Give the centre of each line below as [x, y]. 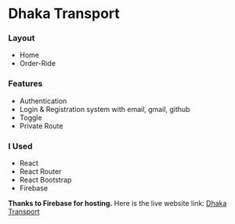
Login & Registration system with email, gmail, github [105, 109]
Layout [22, 38]
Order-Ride [38, 63]
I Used [20, 146]
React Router [40, 172]
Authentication [43, 101]
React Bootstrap [45, 180]
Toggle [31, 117]
